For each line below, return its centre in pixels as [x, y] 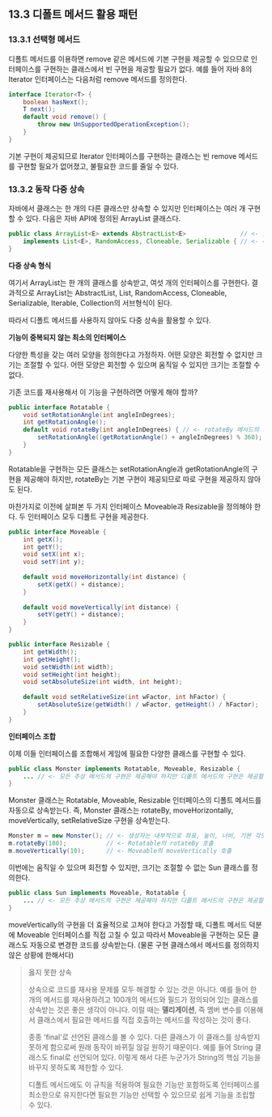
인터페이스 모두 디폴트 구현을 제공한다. [88, 516]
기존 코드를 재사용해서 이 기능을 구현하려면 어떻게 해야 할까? [103, 392]
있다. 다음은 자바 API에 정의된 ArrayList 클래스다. [103, 219]
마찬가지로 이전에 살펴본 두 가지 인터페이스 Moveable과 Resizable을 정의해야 [130, 506]
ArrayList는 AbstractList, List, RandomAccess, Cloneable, [132, 292]
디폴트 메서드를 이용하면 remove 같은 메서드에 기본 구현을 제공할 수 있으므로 [129, 58]
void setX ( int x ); [54, 554]
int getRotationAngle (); [65, 422]
